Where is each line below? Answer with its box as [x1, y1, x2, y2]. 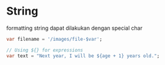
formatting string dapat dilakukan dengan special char [6, 24, 142, 32]
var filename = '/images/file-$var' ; [6, 36, 103, 42]
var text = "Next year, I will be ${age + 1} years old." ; [6, 53, 160, 59]
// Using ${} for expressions [6, 47, 84, 53]
